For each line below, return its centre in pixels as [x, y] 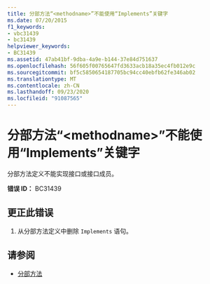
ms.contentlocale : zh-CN [43, 86]
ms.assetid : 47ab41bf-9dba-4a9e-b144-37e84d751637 [83, 60]
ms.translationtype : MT [42, 79]
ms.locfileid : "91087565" [45, 99]
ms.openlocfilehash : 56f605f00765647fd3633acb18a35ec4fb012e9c [101, 66]
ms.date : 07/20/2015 [37, 20]
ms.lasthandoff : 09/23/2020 [48, 92]
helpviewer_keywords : [39, 46]
